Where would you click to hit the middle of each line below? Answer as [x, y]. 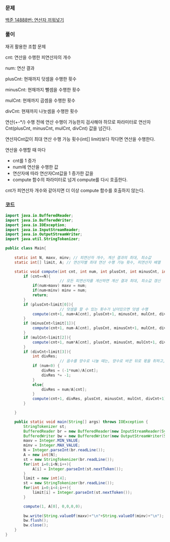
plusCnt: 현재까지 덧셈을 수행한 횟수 [41, 79]
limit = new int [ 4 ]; [45, 478]
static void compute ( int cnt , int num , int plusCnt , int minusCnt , [87, 272]
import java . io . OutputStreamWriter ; [44, 234]
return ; [40, 295]
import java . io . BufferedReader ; [39, 215]
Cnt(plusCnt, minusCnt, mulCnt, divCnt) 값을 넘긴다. [59, 128]
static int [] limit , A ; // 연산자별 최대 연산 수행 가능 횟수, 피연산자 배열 [88, 262]
